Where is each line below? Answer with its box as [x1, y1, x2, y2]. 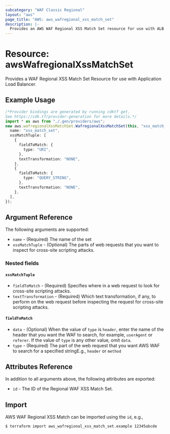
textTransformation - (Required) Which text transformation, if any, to [12, 293, 156, 299]
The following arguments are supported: [5, 226, 90, 232]
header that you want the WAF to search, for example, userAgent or [12, 331, 153, 338]
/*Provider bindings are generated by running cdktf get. [5, 109, 130, 114]
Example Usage [5, 96, 56, 105]
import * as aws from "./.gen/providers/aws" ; [5, 119, 105, 124]
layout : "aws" [5, 12, 35, 17]
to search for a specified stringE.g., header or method [12, 348, 121, 354]
